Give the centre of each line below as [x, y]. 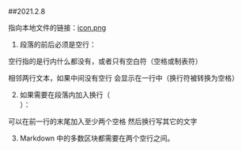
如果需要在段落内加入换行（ [65, 95]
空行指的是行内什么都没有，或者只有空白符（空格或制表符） [105, 61]
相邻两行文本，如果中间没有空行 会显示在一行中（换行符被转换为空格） [123, 78]
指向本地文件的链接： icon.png [57, 28]
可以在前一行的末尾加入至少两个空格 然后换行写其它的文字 [103, 121]
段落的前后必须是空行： [58, 44]
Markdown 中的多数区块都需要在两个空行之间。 [97, 138]
